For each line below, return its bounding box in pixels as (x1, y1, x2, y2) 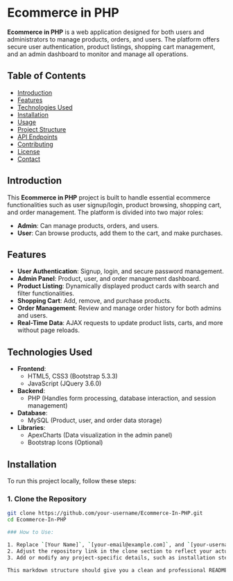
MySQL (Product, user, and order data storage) (27, 416, 162, 424)
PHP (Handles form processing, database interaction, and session (27, 394, 216, 403)
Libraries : (17, 424, 46, 432)
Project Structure (17, 125, 67, 133)
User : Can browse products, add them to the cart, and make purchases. (17, 229, 223, 237)
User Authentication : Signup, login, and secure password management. (17, 267, 224, 275)
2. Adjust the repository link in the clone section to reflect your (7, 548, 213, 555)
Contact (17, 155, 40, 163)
